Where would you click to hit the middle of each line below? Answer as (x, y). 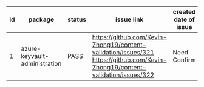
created (184, 12)
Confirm (184, 60)
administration (41, 64)
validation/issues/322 (123, 75)
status (77, 19)
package (41, 19)
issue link (129, 19)
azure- (31, 49)
